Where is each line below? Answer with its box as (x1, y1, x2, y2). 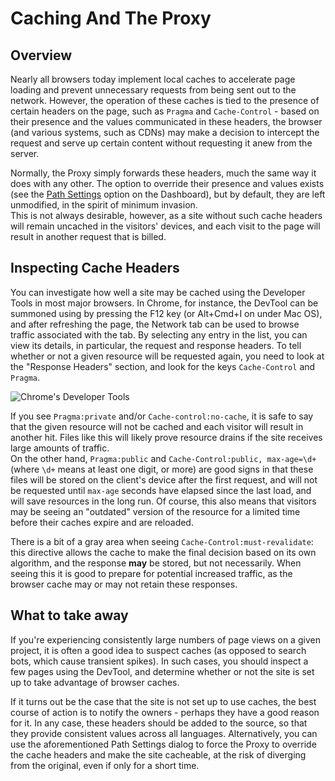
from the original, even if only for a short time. (10, 759, 200, 771)
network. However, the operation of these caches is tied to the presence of (10, 95, 320, 106)
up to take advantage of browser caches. (10, 676, 180, 688)
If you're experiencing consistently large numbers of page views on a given (10, 633, 321, 646)
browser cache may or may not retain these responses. (10, 578, 238, 590)
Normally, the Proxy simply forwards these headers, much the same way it (10, 167, 317, 179)
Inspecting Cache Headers (10, 260, 180, 277)
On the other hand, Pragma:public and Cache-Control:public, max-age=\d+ (10, 452, 317, 464)
